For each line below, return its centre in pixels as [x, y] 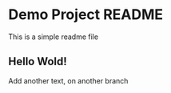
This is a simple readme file [53, 37]
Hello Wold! [38, 62]
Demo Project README [86, 15]
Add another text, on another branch [68, 80]
